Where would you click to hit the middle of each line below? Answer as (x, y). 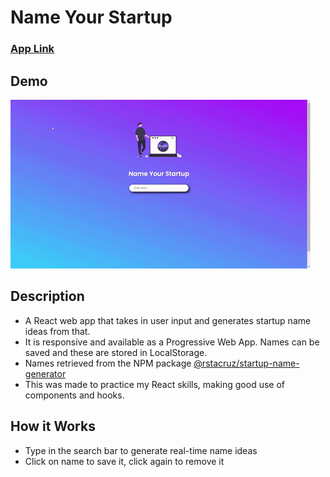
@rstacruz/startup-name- (246, 363)
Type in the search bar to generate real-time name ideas (141, 450)
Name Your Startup (91, 17)
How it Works (53, 426)
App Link (32, 49)
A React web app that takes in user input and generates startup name (168, 320)
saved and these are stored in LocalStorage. (116, 352)
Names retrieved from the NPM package (108, 363)
